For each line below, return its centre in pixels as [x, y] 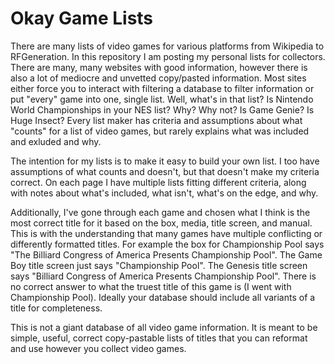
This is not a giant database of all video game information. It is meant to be [164, 327]
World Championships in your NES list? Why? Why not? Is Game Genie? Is [162, 109]
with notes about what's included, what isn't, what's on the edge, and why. [164, 193]
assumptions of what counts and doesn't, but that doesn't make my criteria [165, 171]
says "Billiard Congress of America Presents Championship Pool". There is [163, 276]
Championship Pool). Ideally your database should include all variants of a [163, 297]
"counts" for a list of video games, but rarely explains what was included [160, 131]
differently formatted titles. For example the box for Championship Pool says [167, 244]
